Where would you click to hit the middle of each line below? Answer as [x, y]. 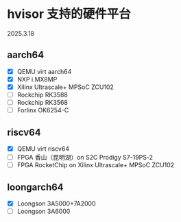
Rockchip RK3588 [43, 95]
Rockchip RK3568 [43, 102]
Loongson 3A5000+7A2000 [56, 203]
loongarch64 [35, 187]
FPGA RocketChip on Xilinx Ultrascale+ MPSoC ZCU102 [96, 165]
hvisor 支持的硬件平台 [69, 14]
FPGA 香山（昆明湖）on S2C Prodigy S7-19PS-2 [85, 157]
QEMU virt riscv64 [43, 149]
